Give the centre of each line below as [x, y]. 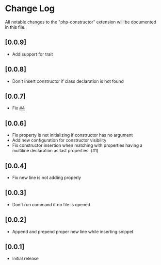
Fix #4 [18, 108]
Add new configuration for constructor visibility [59, 140]
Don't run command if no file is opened [51, 204]
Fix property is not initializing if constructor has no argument [72, 135]
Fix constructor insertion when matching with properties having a [77, 145]
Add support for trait [32, 54]
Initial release [25, 259]
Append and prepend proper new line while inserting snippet [73, 231]
